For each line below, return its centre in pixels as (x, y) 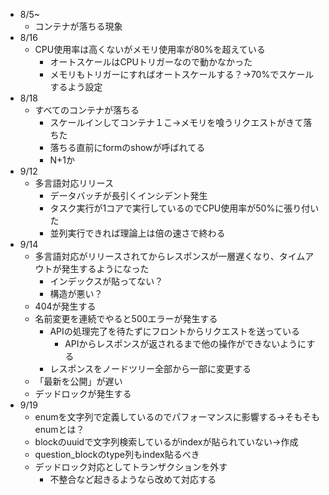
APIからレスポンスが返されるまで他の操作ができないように (185, 343)
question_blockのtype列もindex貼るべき (117, 454)
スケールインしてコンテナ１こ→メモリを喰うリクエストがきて (176, 122)
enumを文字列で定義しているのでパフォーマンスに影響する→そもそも (177, 417)
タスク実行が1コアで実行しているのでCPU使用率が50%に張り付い (184, 208)
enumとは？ (59, 429)
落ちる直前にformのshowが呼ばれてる (127, 147)
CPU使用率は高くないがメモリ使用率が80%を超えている (150, 49)
